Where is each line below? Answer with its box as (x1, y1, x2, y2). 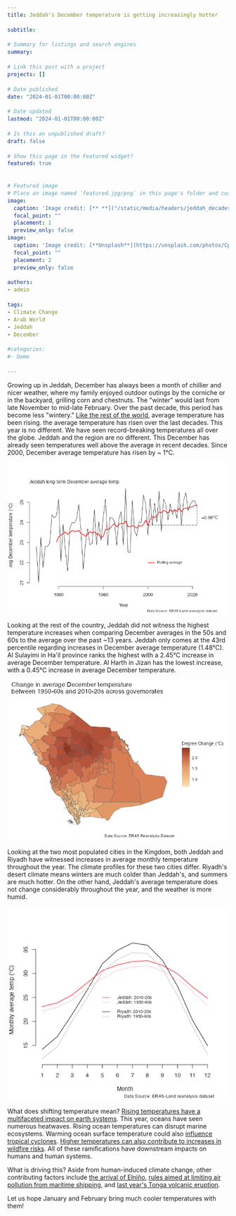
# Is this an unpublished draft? (7, 130, 105, 137)
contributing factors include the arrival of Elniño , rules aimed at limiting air (7, 1173, 221, 1181)
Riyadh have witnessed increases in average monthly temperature (7, 855, 199, 864)
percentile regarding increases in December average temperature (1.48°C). (7, 643, 224, 652)
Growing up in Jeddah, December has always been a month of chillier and (7, 380, 221, 389)
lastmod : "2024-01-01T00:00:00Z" (7, 116, 105, 123)
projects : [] (7, 70, 46, 77)
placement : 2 (13, 256, 52, 263)
